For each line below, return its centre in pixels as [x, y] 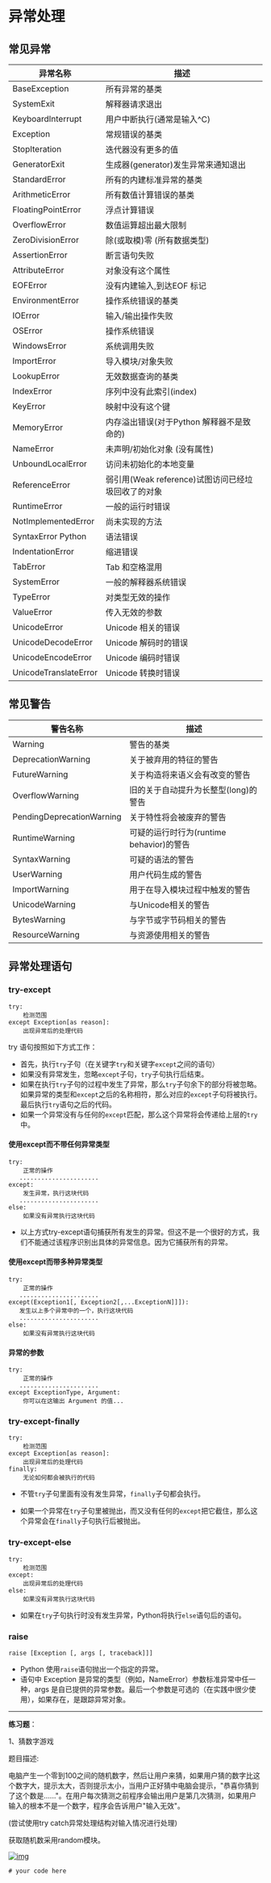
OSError [27, 330]
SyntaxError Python [50, 536]
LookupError [36, 376]
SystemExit [33, 104]
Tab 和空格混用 [134, 567]
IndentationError [44, 551]
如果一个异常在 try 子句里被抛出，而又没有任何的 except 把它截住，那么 [135, 1511]
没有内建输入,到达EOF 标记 [156, 286]
